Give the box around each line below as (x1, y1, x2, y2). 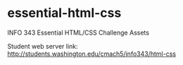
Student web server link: (7, 42, 79, 50)
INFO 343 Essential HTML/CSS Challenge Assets (7, 28, 150, 37)
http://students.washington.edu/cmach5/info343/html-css (7, 49, 176, 58)
